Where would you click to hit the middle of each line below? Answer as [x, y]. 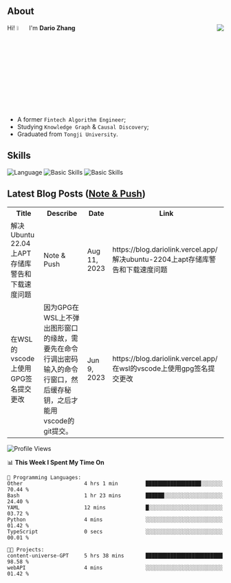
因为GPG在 [61, 307]
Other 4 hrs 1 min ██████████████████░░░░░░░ [115, 483]
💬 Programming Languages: [44, 477]
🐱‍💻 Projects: [26, 549]
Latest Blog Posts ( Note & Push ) [76, 194]
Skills [19, 156]
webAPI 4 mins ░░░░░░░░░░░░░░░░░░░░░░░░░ [115, 568]
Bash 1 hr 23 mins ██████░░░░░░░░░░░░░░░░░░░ [115, 495]
